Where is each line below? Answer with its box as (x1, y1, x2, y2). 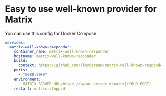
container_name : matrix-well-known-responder (14, 49, 110, 54)
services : (5, 40, 26, 45)
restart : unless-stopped (14, 86, 65, 91)
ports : (14, 68, 28, 73)
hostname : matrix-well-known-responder (14, 53, 96, 59)
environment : (14, 77, 41, 82)
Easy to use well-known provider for (5, 3, 157, 15)
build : (14, 58, 28, 63)
